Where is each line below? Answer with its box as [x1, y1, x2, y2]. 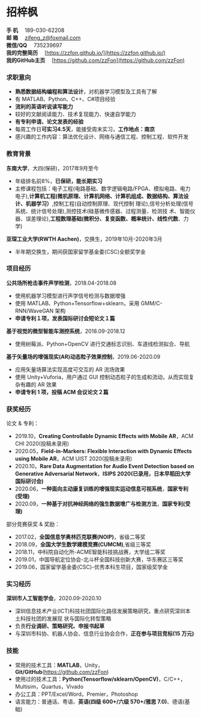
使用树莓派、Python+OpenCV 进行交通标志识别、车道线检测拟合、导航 [14, 340, 190, 347]
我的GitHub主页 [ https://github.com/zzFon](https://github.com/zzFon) [6, 57, 185, 64]
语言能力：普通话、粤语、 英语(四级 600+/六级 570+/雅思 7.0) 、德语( [14, 698, 185, 705]
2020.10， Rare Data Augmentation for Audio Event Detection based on [14, 463, 194, 470]
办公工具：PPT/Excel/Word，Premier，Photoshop [14, 690, 138, 698]
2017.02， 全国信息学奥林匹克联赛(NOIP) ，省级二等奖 [14, 533, 146, 540]
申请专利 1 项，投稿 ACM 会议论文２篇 [14, 388, 109, 395]
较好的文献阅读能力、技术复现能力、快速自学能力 [14, 111, 136, 118]
